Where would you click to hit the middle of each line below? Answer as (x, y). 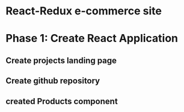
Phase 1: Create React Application (92, 39)
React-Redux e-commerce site (84, 11)
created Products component (62, 101)
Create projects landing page (61, 60)
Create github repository (53, 81)
